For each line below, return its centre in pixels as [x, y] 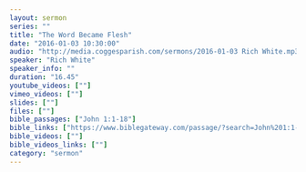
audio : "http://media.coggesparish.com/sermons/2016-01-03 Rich [134, 52]
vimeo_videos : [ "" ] [46, 94]
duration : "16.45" [44, 77]
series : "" [30, 26]
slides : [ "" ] [34, 102]
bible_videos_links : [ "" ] [58, 145]
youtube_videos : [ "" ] [51, 86]
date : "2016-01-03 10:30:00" [65, 43]
